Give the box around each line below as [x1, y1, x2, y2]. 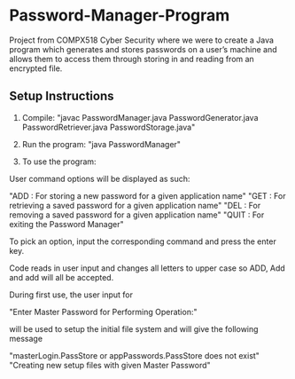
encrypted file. [9, 63, 63, 74]
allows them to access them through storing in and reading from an [9, 53, 254, 64]
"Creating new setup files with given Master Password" [9, 359, 211, 370]
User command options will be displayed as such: [9, 173, 190, 184]
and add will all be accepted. [9, 272, 114, 282]
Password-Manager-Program [9, 5, 230, 26]
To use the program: [21, 156, 97, 167]
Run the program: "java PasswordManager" [21, 138, 182, 149]
